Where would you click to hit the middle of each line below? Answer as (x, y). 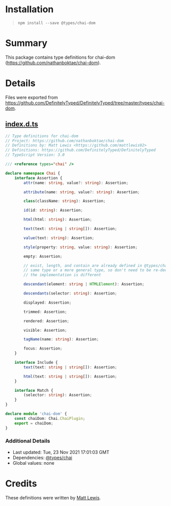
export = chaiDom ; (34, 423)
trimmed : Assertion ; (45, 312)
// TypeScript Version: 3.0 (35, 155)
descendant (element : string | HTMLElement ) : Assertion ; (84, 284)
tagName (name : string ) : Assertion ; (61, 339)
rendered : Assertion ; (47, 321)
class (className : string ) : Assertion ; (65, 201)
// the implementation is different (62, 275)
